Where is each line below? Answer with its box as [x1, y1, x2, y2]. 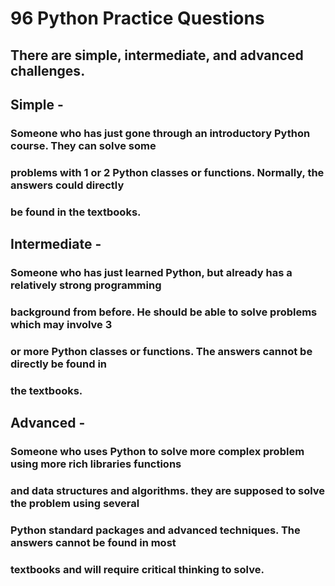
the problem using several [10, 497, 140, 511]
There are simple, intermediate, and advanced [10, 47, 304, 64]
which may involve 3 [10, 317, 113, 331]
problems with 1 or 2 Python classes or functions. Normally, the [10, 165, 325, 179]
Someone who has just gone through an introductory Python [10, 126, 311, 140]
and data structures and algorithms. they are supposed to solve [10, 484, 326, 498]
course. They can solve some [10, 138, 157, 152]
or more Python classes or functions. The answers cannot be [10, 344, 313, 358]
